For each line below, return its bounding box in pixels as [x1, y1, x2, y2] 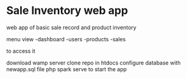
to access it [6, 47, 35, 55]
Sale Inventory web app [6, 4, 129, 18]
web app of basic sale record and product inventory [6, 24, 137, 31]
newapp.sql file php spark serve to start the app [6, 65, 127, 73]
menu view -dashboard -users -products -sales [6, 35, 126, 43]
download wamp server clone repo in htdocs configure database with [6, 59, 181, 66]
